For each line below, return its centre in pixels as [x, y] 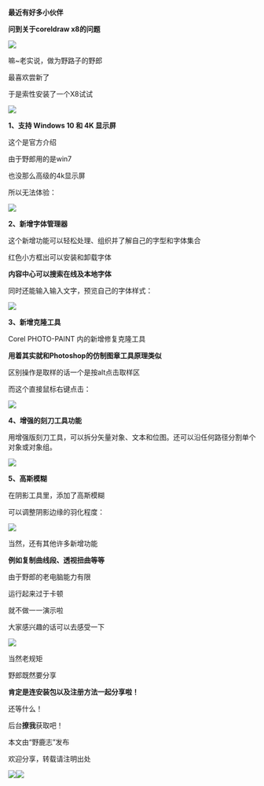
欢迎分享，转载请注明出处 [49, 759]
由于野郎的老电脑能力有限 [49, 577]
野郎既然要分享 [32, 675]
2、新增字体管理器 [38, 224]
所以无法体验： [32, 192]
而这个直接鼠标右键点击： [49, 389]
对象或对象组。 [32, 447]
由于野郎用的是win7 [40, 159]
